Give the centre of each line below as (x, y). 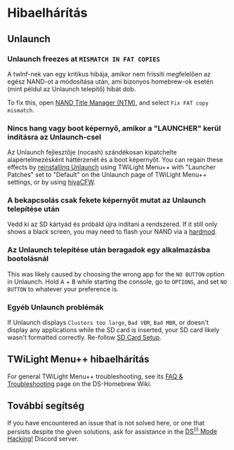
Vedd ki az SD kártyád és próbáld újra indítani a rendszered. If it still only (112, 224)
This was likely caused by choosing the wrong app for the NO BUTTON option (116, 274)
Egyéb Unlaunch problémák (56, 307)
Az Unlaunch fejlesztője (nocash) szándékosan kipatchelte (92, 152)
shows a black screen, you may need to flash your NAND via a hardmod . (112, 232)
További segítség (46, 406)
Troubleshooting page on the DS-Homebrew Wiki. (80, 383)
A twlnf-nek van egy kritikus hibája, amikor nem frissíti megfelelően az (109, 74)
